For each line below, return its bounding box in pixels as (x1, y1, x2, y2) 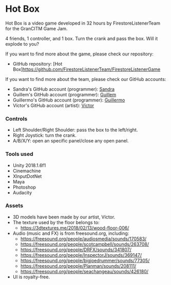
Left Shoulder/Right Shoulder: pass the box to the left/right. (12, 127, 138, 133)
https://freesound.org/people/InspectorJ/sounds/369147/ (20, 252, 142, 258)
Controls (5, 115, 28, 122)
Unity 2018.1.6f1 (12, 162, 46, 168)
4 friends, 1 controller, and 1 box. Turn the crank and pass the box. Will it (5, 35, 158, 42)
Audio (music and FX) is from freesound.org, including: (12, 230, 129, 236)
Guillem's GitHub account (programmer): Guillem (12, 91, 117, 97)
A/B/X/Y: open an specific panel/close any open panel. (12, 138, 129, 144)
